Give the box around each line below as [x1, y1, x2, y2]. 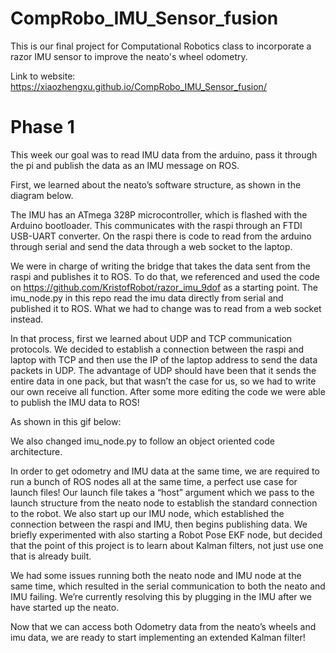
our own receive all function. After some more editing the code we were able [10, 385, 326, 397]
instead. [10, 313, 44, 325]
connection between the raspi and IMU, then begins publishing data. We [10, 518, 308, 530]
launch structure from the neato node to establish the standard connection [10, 497, 318, 509]
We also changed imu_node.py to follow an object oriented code [10, 435, 275, 447]
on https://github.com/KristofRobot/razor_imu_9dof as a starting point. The [10, 281, 318, 293]
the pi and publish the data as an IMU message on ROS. [10, 159, 240, 171]
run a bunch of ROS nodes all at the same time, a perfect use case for [10, 475, 298, 487]
